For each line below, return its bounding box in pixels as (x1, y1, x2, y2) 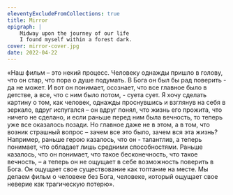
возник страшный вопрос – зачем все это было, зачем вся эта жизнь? (7, 127, 218, 136)
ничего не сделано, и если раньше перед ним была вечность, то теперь (7, 113, 223, 121)
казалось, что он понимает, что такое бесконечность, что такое (7, 150, 198, 158)
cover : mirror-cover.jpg (7, 43, 80, 50)
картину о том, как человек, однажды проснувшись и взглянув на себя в (7, 98, 226, 106)
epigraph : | (7, 23, 42, 30)
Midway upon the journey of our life (20, 29, 130, 37)
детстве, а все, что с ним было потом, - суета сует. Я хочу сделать (7, 90, 207, 99)
